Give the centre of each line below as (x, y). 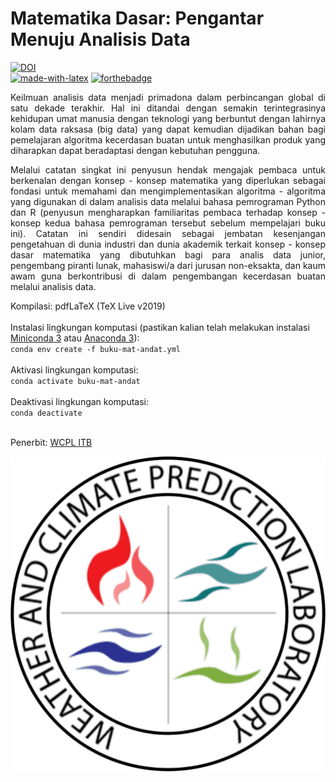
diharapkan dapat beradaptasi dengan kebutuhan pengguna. (135, 150)
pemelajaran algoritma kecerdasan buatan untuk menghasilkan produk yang (168, 139)
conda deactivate (46, 413)
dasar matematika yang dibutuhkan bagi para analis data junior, (168, 254)
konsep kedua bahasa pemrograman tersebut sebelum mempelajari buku (168, 223)
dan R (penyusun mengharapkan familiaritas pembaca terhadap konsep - (168, 212)
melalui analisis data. (53, 286)
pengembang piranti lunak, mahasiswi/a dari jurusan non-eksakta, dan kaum (168, 265)
